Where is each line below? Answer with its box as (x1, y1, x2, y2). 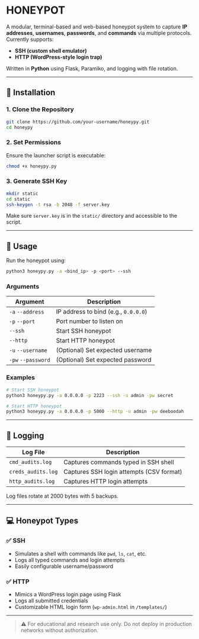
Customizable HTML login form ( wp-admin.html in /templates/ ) (14, 603, 168, 611)
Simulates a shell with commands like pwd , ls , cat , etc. (14, 550, 147, 557)
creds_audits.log (9, 469, 58, 475)
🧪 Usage (6, 241, 37, 251)
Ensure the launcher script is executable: (6, 151, 106, 159)
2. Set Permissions (6, 138, 61, 147)
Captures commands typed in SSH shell (63, 458, 174, 466)
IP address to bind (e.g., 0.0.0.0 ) (56, 308, 147, 316)
